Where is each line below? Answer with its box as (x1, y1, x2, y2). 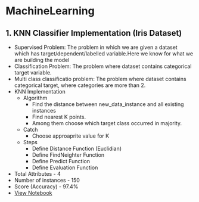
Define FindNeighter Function (32, 151, 105, 159)
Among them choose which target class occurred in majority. (32, 120, 182, 126)
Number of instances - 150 (14, 177, 80, 184)
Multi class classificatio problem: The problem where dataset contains (14, 76, 186, 82)
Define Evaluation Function (32, 164, 98, 171)
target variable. (14, 69, 52, 76)
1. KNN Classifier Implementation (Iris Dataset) (5, 28, 182, 38)
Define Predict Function (32, 158, 91, 164)
